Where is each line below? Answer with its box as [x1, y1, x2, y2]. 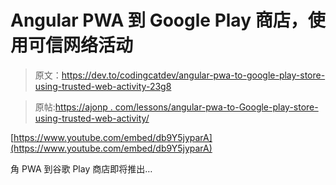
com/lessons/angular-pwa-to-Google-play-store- [114, 101, 319, 113]
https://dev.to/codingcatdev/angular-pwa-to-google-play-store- [61, 69, 326, 81]
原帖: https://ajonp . [34, 101, 113, 113]
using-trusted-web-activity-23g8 [34, 80, 172, 92]
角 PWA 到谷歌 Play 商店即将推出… [10, 162, 153, 175]
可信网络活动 [28, 34, 134, 57]
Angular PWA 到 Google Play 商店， [10, 9, 308, 32]
